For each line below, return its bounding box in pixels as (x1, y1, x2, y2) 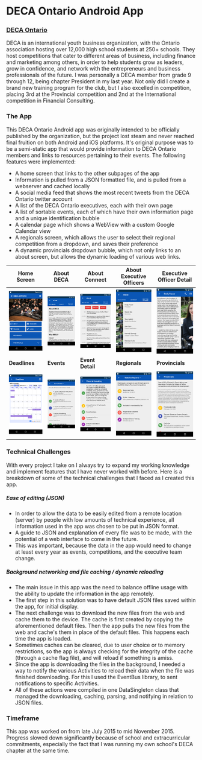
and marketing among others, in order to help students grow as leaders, (6, 59, 185, 66)
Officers (123, 279, 144, 287)
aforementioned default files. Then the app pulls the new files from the (14, 622, 190, 629)
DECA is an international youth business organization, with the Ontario (6, 39, 180, 46)
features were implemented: (6, 158, 76, 165)
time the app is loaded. (14, 635, 72, 642)
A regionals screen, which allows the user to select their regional (14, 233, 176, 241)
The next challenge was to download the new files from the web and (14, 609, 185, 616)
